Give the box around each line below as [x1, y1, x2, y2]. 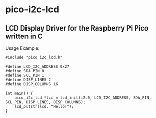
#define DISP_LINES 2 [5, 77, 51, 82]
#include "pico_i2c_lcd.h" [5, 55, 63, 60]
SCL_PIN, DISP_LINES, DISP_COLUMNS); [5, 100, 86, 105]
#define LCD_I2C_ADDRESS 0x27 [5, 64, 70, 69]
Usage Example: [5, 45, 40, 51]
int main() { [5, 91, 33, 96]
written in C [5, 32, 43, 40]
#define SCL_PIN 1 [5, 73, 44, 78]
